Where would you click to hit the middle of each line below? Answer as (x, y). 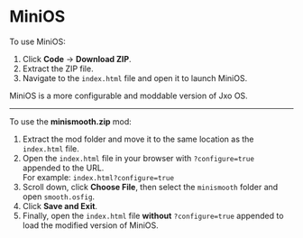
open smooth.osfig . (59, 197)
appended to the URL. (63, 168)
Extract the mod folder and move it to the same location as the (138, 139)
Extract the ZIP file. (58, 69)
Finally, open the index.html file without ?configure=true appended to (153, 215)
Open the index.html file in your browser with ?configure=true (138, 158)
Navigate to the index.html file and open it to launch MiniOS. (135, 78)
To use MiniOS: (37, 41)
